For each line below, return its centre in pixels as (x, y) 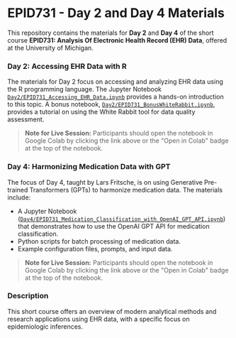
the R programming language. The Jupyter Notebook (84, 89)
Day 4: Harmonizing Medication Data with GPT (89, 167)
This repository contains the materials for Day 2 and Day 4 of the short (111, 33)
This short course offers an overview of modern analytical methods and (112, 311)
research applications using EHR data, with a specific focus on (99, 319)
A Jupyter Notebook (47, 211)
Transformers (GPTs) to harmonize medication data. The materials (126, 190)
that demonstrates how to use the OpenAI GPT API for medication (114, 226)
